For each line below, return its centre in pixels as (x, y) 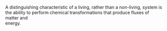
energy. (13, 23)
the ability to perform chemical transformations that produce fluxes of (77, 12)
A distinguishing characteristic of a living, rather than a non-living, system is (84, 7)
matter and (17, 18)
